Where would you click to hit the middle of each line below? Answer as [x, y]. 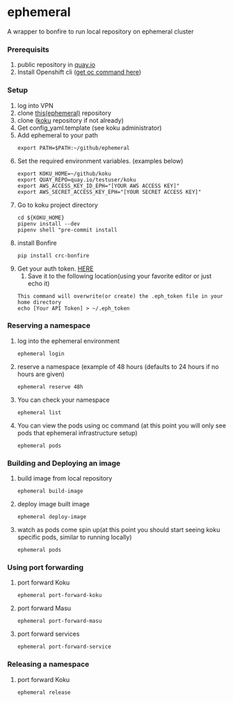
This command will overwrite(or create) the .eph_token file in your [120, 296]
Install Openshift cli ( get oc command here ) [79, 72]
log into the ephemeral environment [69, 341]
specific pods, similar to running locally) [74, 537]
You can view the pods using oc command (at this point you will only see [121, 425]
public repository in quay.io [56, 65]
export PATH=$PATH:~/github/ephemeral [73, 148]
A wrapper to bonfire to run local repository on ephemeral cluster [101, 31]
